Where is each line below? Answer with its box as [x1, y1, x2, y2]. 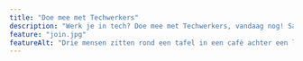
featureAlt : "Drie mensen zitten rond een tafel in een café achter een [9, 38, 289, 48]
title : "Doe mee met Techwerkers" [9, 13, 140, 22]
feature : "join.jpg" [9, 30, 87, 39]
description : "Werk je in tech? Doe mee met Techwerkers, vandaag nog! [9, 22, 284, 30]
